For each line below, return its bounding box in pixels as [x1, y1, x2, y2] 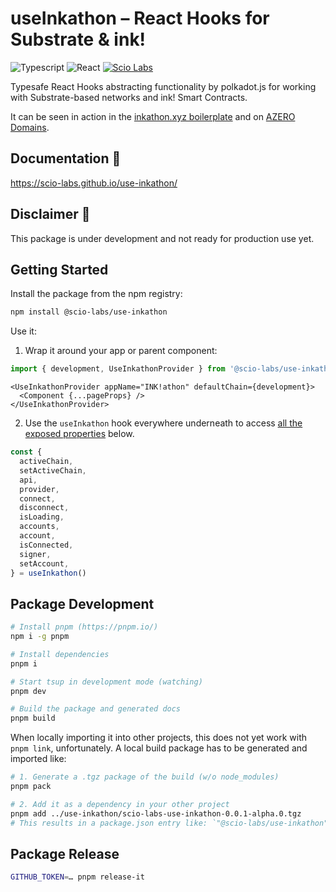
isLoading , [19, 512, 65, 522]
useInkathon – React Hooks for [10, 7, 270, 30]
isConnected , [19, 540, 74, 550]
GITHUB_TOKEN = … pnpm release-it [10, 872, 145, 882]
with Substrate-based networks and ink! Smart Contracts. [10, 91, 248, 103]
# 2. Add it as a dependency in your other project [10, 799, 230, 809]
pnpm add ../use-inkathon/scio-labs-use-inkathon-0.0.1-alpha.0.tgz [10, 808, 302, 819]
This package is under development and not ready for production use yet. [10, 232, 315, 244]
